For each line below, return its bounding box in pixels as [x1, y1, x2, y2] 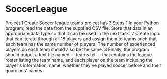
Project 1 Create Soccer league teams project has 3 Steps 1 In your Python [5, 20, 159, 26]
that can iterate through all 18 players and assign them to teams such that [5, 36, 157, 42]
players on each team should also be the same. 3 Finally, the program [5, 46, 149, 52]
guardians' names [5, 67, 43, 73]
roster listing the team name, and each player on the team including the [5, 57, 153, 63]
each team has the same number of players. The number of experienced [5, 41, 156, 47]
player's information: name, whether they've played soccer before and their [5, 62, 162, 68]
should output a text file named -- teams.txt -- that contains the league [5, 51, 152, 58]
